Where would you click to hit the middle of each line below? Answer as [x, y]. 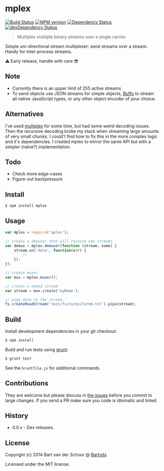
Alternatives [24, 114]
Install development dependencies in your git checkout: [61, 331]
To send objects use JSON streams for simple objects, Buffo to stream [83, 93]
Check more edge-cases [37, 174]
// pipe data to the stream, [35, 299]
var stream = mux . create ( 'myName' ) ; [42, 291]
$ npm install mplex [26, 206]
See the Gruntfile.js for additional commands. [53, 368]
